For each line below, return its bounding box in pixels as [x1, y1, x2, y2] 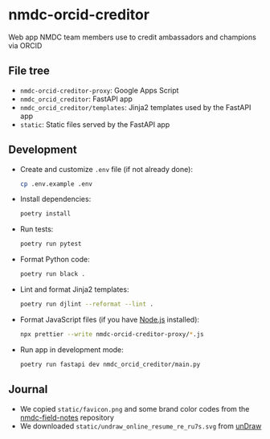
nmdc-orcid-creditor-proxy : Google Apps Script [19, 85, 179, 95]
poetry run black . [19, 270, 86, 278]
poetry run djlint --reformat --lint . [19, 300, 154, 309]
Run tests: [19, 224, 54, 234]
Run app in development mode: [19, 344, 125, 355]
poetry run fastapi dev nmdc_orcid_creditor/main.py [19, 360, 201, 368]
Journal [8, 383, 48, 396]
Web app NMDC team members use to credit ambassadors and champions [8, 32, 257, 42]
